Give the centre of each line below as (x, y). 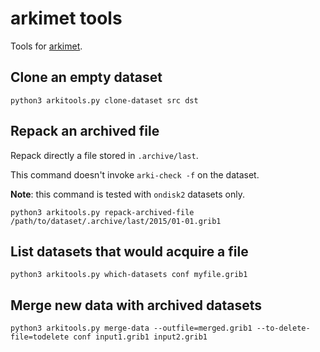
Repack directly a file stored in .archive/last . (104, 155)
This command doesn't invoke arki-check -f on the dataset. (135, 174)
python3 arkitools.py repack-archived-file (102, 212)
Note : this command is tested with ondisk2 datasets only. (127, 194)
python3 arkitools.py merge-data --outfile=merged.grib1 (131, 328)
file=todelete (40, 337)
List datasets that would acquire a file (129, 251)
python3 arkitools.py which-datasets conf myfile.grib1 (129, 275)
